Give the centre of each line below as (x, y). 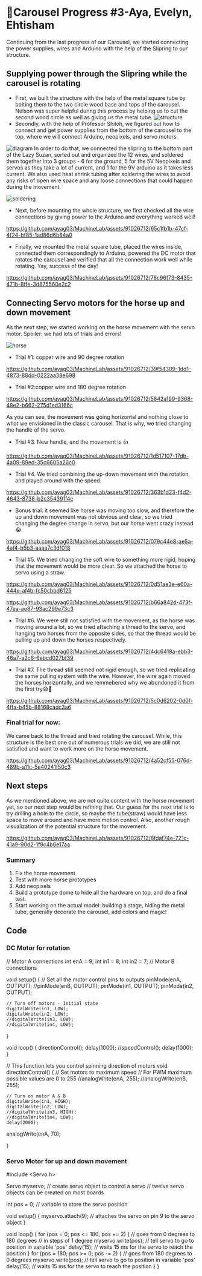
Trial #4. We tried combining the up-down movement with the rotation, (102, 474)
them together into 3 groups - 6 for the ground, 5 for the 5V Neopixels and (99, 161)
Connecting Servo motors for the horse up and (96, 303)
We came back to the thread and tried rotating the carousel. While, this (94, 735)
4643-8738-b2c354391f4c (40, 498)
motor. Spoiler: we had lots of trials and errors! (64, 334)
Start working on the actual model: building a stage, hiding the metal (100, 905)
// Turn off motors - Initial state (52, 1003)
